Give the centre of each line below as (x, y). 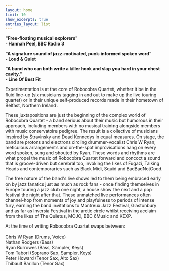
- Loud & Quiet (21, 59)
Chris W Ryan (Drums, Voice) (36, 237)
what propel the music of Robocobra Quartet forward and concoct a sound (83, 158)
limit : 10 (16, 15)
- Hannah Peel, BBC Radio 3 (35, 44)
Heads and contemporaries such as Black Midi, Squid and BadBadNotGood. (84, 169)
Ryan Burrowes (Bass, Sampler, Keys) (44, 248)
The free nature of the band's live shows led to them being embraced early (83, 179)
